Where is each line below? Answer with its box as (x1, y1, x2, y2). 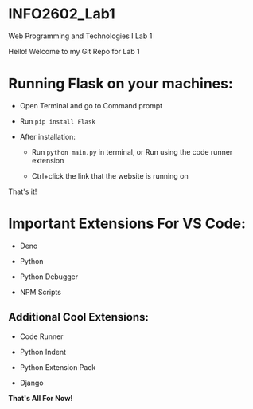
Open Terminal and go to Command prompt (19, 100, 163, 110)
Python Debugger (19, 272, 78, 281)
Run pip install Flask (19, 116, 95, 126)
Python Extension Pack (19, 362, 96, 372)
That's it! (8, 187, 37, 196)
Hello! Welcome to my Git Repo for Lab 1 (8, 46, 141, 56)
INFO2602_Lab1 (8, 5, 115, 23)
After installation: (19, 132, 76, 141)
